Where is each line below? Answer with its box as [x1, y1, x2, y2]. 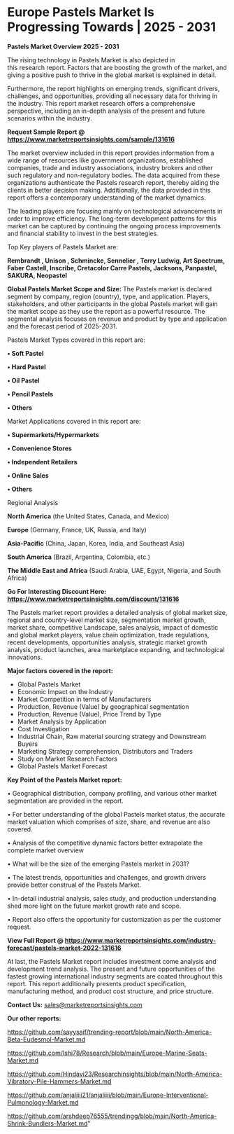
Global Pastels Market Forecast [17, 761, 108, 770]
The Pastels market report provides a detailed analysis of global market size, [7, 608, 228, 616]
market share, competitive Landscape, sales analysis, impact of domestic [7, 623, 219, 631]
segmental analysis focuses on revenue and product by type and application [7, 314, 227, 323]
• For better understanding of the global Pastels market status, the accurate [7, 810, 226, 818]
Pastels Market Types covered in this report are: [7, 336, 145, 344]
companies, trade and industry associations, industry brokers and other [7, 163, 213, 172]
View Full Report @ [7, 936, 64, 944]
